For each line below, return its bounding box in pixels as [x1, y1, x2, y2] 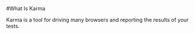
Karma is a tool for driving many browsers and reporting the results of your [6, 16, 189, 23]
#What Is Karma [6, 5, 46, 12]
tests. [6, 23, 20, 29]
